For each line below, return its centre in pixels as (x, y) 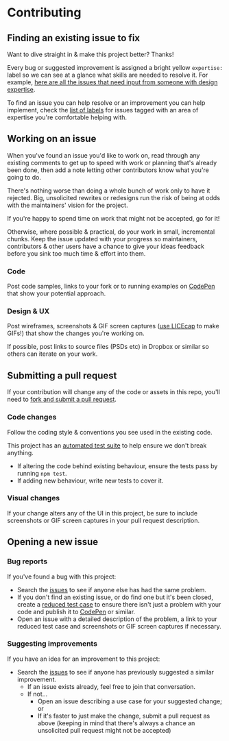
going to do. (24, 177)
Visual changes (34, 498)
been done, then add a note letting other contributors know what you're (108, 170)
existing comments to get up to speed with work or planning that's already (112, 162)
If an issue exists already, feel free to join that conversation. (111, 686)
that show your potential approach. (57, 293)
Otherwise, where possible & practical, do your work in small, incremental (111, 232)
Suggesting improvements (52, 644)
